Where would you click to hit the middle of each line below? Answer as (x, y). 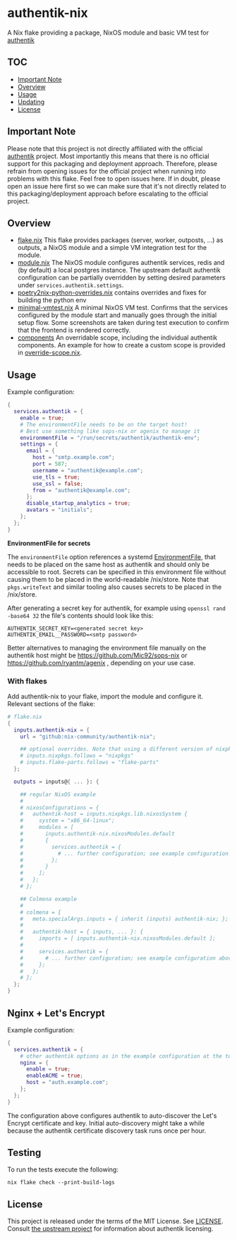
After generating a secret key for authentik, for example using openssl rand (116, 608)
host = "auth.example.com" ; (67, 1083)
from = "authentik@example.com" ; (82, 490)
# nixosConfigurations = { (60, 807)
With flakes (27, 681)
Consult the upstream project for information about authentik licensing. (110, 1229)
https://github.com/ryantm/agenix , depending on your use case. (102, 662)
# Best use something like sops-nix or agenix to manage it (110, 431)
